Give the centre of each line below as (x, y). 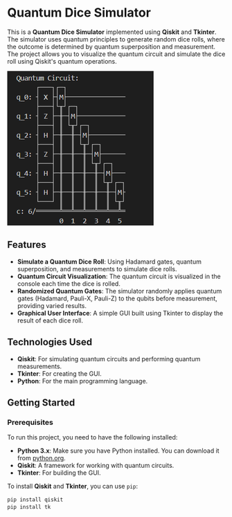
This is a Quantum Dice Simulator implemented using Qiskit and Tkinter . (112, 32)
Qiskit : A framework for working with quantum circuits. (96, 466)
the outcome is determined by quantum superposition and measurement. (111, 46)
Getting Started (41, 402)
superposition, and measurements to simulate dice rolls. (97, 269)
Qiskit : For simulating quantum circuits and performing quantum (109, 359)
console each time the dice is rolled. (69, 283)
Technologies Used (50, 342)
